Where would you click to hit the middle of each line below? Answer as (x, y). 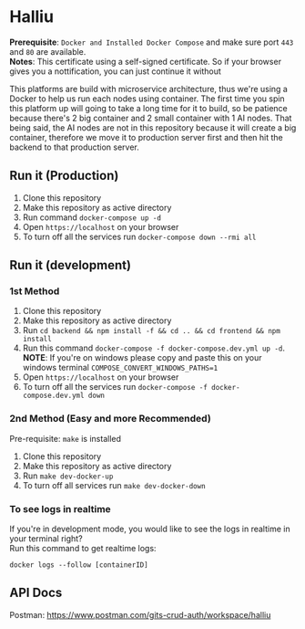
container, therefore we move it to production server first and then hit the (147, 137)
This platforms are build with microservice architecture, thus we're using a (149, 89)
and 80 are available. (48, 51)
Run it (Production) (64, 176)
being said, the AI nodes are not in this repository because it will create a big (153, 127)
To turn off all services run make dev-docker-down (114, 485)
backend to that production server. (74, 147)
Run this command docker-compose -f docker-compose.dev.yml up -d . (153, 348)
